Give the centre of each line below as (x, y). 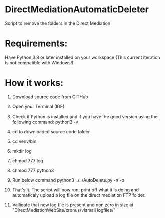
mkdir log (22, 151)
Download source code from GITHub (50, 97)
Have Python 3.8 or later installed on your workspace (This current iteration (83, 57)
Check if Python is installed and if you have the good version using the (85, 116)
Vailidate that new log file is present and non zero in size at (73, 205)
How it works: (34, 83)
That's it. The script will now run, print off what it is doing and (75, 190)
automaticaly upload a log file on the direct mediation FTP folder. (79, 195)
